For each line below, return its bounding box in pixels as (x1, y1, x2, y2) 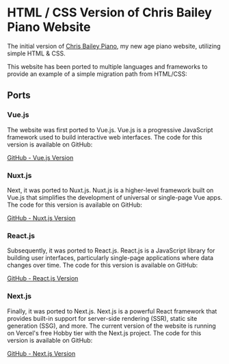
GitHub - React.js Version (7, 274, 79, 283)
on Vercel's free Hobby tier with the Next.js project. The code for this (7, 328, 202, 337)
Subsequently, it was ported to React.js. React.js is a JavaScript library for (7, 246, 215, 255)
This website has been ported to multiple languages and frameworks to (7, 62, 208, 70)
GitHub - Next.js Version (7, 349, 76, 357)
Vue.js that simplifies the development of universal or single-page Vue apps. (7, 193, 223, 201)
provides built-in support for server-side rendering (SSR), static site (7, 314, 198, 322)
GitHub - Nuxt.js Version (7, 213, 76, 222)
